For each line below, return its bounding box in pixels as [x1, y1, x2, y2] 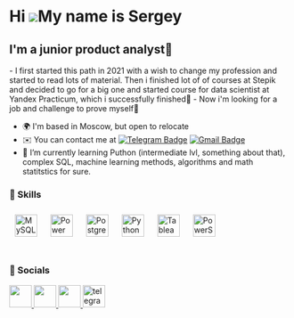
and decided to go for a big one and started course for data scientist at [9, 85, 270, 94]
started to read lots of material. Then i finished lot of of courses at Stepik [9, 75, 276, 86]
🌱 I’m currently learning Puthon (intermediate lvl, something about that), [21, 147, 286, 158]
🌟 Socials [9, 265, 51, 277]
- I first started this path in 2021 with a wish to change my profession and [9, 65, 278, 76]
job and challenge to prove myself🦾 [9, 103, 140, 113]
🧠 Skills [9, 188, 42, 200]
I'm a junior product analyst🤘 [9, 42, 173, 57]
